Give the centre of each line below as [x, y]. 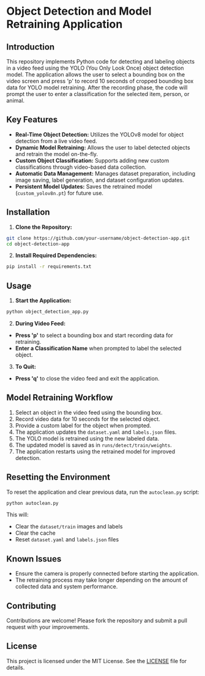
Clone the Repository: [43, 227]
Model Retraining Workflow [60, 398]
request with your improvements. [48, 627]
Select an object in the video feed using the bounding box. [89, 412]
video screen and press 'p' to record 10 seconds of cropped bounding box [100, 81]
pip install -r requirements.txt [49, 267]
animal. [16, 100]
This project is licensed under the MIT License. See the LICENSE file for [97, 661]
